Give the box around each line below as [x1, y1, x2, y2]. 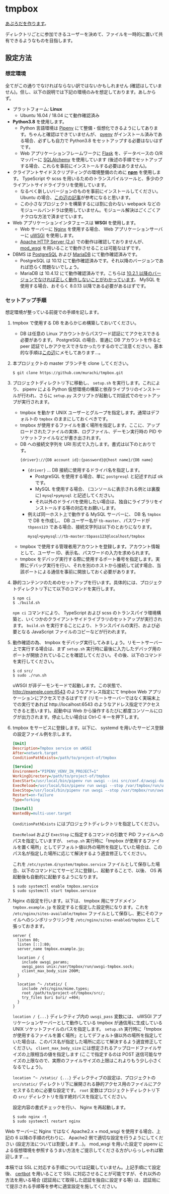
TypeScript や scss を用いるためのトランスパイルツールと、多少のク [22, 175, 164, 181]
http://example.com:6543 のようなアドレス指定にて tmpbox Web [12, 688, 147, 695]
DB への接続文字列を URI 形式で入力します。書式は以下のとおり [20, 441, 152, 447]
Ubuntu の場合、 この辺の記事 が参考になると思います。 [20, 194, 133, 200]
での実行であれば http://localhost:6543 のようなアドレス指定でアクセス [12, 701, 160, 707]
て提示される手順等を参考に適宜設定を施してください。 [5, 1183, 120, 1189]
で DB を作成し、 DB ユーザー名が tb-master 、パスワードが [27, 517, 150, 523]
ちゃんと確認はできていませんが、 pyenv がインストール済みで [28, 131, 158, 137]
